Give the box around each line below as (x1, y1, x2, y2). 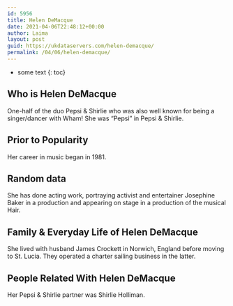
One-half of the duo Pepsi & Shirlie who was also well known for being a (7, 106, 215, 115)
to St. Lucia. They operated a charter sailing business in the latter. (7, 252, 196, 261)
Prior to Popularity (7, 134, 89, 146)
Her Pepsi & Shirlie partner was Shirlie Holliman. (7, 290, 145, 299)
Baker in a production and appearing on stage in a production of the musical (7, 199, 227, 207)
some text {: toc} (17, 67, 66, 76)
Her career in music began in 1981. (7, 152, 107, 161)
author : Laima (7, 29, 49, 37)
